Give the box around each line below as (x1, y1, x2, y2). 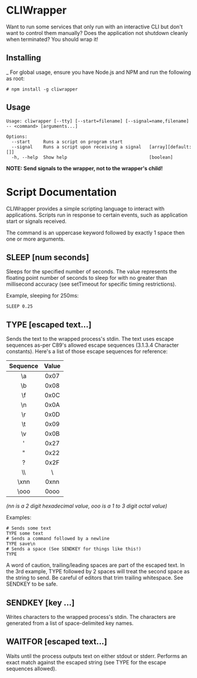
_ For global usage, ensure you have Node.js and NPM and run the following (6, 69, 191, 76)
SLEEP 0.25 (6, 304, 33, 309)
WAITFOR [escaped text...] (6, 637, 108, 647)
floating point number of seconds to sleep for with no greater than (6, 275, 167, 282)
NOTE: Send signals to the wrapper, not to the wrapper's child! (6, 164, 163, 172)
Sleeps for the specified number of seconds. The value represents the (6, 268, 177, 275)
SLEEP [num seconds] (6, 252, 89, 262)
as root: (6, 75, 25, 82)
